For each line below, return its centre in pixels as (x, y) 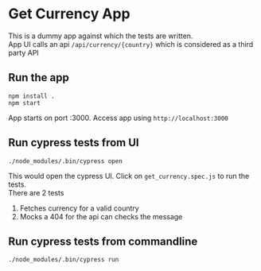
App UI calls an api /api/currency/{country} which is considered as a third (131, 44)
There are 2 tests (36, 192)
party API (24, 52)
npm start (25, 103)
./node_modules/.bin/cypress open (66, 161)
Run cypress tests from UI (74, 143)
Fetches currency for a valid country (79, 208)
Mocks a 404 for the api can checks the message (101, 216)
